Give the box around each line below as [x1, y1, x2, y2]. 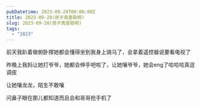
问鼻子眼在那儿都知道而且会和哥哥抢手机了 [6, 94, 112, 102]
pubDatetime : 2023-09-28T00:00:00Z [6, 8, 96, 15]
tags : [6, 25, 20, 32]
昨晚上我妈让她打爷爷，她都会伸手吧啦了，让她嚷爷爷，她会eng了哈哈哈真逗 [6, 61, 196, 69]
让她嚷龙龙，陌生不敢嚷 [6, 82, 64, 89]
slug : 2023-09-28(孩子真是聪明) [6, 20, 82, 26]
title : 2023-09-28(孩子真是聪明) [6, 14, 85, 20]
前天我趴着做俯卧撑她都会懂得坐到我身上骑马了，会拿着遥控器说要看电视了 [6, 49, 191, 56]
